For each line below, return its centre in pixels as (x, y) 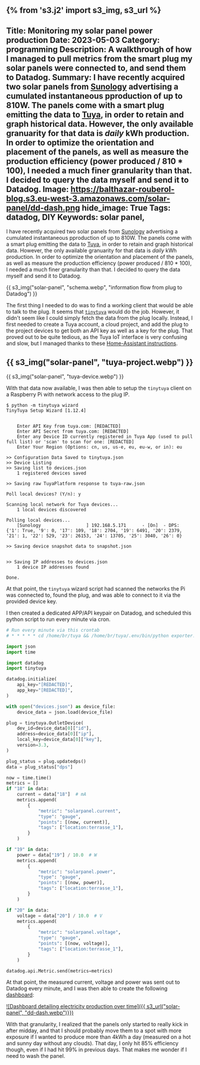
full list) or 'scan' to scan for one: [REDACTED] (70, 442)
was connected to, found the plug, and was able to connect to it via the (93, 595)
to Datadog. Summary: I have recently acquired (96, 77)
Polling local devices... (38, 520)
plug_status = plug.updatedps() (46, 761)
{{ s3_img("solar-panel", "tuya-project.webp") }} (100, 362)
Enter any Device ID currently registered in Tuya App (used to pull (105, 437)
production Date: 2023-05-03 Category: (83, 40)
